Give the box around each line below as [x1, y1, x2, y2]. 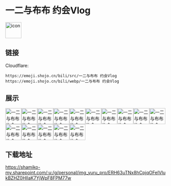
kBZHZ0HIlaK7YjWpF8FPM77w [5, 175, 72, 181]
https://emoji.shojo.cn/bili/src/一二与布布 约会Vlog [5, 73, 117, 78]
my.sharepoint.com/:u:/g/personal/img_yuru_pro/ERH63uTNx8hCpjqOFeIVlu [5, 170, 166, 176]
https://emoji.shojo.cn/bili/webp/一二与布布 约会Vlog [5, 79, 119, 84]
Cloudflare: [5, 62, 29, 68]
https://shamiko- [5, 164, 40, 170]
